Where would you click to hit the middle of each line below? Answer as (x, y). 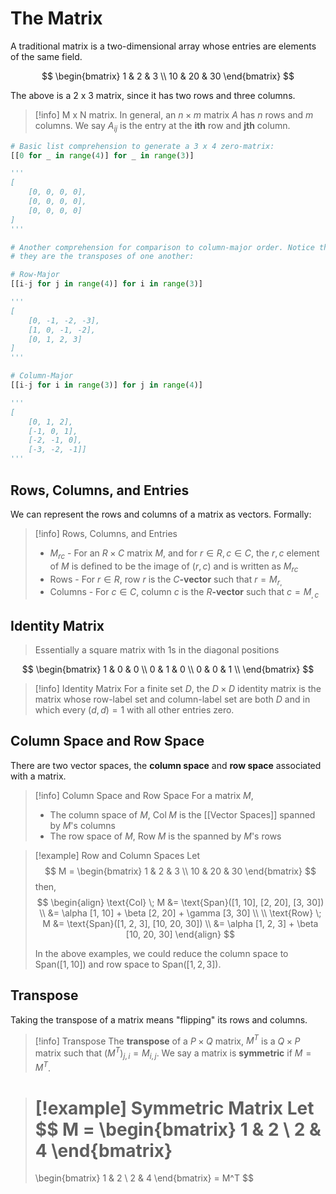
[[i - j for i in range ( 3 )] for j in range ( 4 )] (107, 385)
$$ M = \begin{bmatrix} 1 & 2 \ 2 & (178, 1129)
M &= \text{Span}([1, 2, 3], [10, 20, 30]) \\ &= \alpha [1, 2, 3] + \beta (180, 923)
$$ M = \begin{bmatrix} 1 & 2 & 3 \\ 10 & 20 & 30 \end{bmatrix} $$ (180, 871)
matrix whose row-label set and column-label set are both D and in (172, 699)
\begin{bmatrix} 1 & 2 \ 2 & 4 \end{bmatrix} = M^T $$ (144, 1178)
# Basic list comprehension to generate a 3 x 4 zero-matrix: (142, 146)
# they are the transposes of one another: (102, 257)
